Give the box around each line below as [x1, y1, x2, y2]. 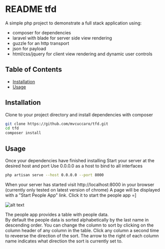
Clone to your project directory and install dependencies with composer [5, 111, 153, 118]
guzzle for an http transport [12, 40, 69, 46]
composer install [5, 131, 41, 136]
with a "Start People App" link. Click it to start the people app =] [5, 192, 136, 198]
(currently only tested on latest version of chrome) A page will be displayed [5, 187, 160, 193]
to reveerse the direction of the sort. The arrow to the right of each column [5, 233, 159, 239]
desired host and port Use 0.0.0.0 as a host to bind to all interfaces [5, 163, 143, 169]
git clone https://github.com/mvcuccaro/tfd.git [5, 121, 108, 126]
